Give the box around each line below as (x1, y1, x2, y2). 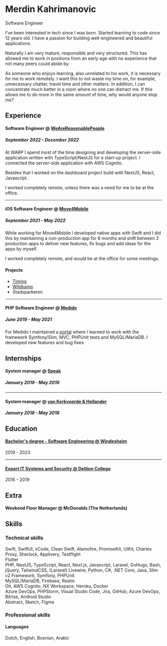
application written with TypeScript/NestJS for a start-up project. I (5, 154, 141, 160)
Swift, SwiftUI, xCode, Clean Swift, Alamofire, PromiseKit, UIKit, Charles (5, 546, 152, 552)
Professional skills (5, 611, 51, 618)
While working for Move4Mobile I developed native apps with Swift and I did (5, 230, 161, 236)
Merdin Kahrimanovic (5, 3, 96, 15)
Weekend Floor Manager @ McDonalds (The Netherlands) (5, 505, 128, 511)
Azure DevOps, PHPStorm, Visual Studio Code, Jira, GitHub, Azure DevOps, (5, 588, 160, 594)
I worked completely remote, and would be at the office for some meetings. (5, 256, 160, 262)
